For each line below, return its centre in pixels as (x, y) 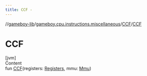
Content (14, 63)
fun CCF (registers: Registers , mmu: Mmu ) (48, 68)
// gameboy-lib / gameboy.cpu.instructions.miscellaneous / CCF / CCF (73, 24)
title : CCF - (19, 10)
